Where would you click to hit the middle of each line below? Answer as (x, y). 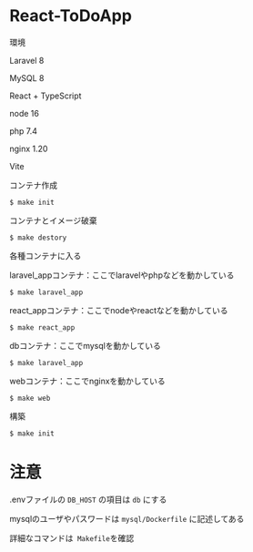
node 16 (24, 113)
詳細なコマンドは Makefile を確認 (72, 537)
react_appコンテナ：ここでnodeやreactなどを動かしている (119, 310)
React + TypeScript (46, 96)
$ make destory (38, 238)
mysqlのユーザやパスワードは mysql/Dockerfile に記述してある (127, 518)
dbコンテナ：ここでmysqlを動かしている (86, 345)
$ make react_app (42, 327)
